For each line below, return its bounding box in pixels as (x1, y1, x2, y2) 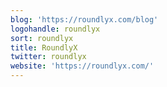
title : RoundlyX (10, 42, 78, 53)
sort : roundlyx (10, 33, 74, 43)
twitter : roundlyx (10, 52, 87, 62)
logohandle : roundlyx (10, 24, 101, 34)
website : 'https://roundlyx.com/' (10, 61, 155, 71)
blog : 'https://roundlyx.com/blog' (10, 14, 159, 25)
